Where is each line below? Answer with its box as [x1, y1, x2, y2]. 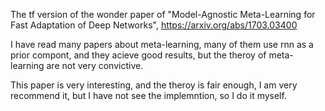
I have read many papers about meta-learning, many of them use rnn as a [10, 39, 314, 50]
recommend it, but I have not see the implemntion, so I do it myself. [10, 90, 287, 101]
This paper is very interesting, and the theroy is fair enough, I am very [10, 79, 298, 91]
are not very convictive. [46, 60, 144, 71]
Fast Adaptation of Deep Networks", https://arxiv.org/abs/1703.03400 [10, 19, 298, 31]
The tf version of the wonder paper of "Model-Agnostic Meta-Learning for [10, 9, 316, 20]
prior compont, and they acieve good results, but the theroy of [10, 49, 267, 61]
